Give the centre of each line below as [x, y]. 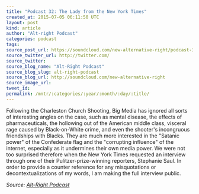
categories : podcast [32, 39]
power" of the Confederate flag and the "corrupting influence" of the [90, 142]
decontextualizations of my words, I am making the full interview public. [94, 173]
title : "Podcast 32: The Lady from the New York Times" [76, 11]
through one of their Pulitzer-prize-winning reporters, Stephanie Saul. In [94, 160]
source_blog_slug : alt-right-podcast [53, 72]
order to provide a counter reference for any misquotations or [81, 167]
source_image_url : [29, 83]
